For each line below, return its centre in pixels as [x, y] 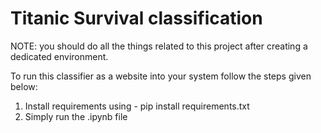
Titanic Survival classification [136, 18]
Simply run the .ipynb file [76, 116]
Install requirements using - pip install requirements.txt [137, 106]
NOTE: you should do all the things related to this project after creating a [159, 46]
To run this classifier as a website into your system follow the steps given [161, 76]
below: [24, 86]
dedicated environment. [59, 56]
